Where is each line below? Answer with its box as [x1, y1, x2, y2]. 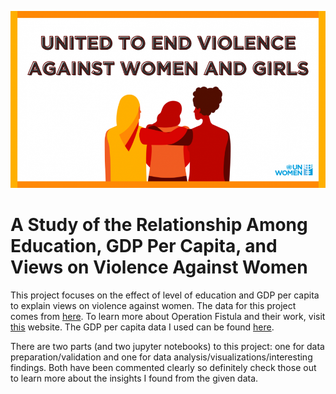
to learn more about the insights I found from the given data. [10, 372, 259, 385]
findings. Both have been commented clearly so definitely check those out [10, 362, 317, 374]
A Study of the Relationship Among [10, 214, 308, 236]
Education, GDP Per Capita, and [10, 235, 278, 258]
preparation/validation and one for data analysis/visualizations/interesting [10, 351, 313, 363]
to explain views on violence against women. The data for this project [10, 300, 297, 312]
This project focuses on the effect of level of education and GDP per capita [10, 289, 320, 301]
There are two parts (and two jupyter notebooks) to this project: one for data [10, 341, 325, 353]
